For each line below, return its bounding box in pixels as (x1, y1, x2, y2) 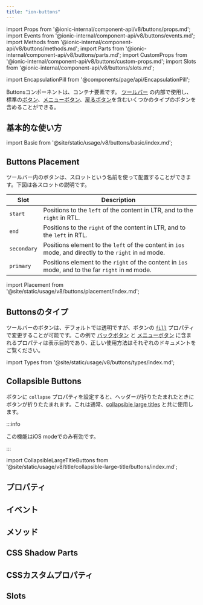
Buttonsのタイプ (6, 307, 68, 317)
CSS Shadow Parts (6, 548, 79, 558)
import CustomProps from (122, 51, 187, 58)
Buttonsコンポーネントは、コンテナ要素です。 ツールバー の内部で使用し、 (6, 88, 192, 96)
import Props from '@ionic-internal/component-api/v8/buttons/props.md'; (6, 25, 191, 33)
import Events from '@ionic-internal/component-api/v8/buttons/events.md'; (6, 31, 195, 39)
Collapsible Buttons (6, 376, 82, 387)
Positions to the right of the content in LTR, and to (43, 223, 186, 232)
